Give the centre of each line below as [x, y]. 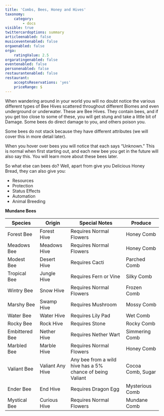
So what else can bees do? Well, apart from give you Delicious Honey [75, 166]
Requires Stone [88, 324]
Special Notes [96, 223]
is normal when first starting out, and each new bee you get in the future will [82, 151]
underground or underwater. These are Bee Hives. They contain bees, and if [82, 111]
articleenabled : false [28, 37]
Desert [47, 259]
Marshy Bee [21, 304]
